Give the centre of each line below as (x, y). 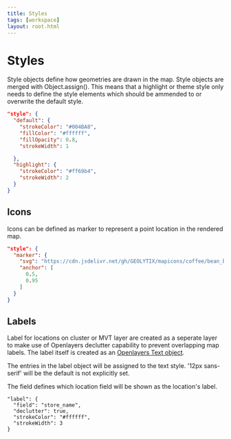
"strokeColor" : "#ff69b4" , (58, 172)
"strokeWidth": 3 (38, 423)
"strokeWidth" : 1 (44, 146)
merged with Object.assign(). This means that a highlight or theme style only (115, 87)
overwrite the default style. (45, 101)
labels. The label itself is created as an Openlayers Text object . (96, 353)
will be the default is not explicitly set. (76, 374)
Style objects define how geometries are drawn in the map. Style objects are (115, 79)
